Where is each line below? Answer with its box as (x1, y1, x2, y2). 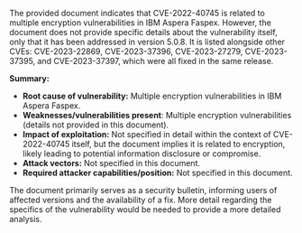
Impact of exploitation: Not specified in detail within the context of (22, 129, 272, 139)
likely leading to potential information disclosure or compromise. (22, 148, 261, 159)
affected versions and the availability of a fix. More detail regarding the (9, 194, 272, 205)
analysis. (9, 214, 42, 224)
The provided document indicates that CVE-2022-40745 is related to (9, 8, 266, 18)
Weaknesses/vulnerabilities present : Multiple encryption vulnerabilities (22, 110, 292, 120)
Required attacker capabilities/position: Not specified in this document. (22, 167, 293, 178)
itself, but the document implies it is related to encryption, (71, 139, 286, 149)
